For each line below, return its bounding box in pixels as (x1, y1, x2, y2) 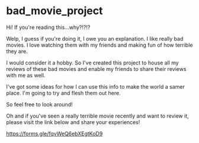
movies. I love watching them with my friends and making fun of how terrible (6, 41, 193, 48)
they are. (6, 47, 28, 54)
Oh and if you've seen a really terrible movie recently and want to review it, (6, 112, 190, 119)
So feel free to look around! (6, 100, 73, 108)
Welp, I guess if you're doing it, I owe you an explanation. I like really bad (6, 35, 184, 42)
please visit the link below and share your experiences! (6, 118, 140, 125)
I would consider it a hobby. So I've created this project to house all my (6, 59, 179, 66)
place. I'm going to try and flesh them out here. (6, 89, 121, 96)
